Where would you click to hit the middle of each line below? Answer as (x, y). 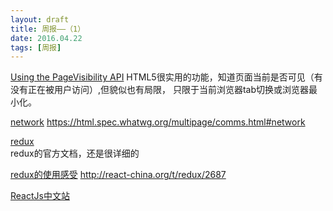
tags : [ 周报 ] (36, 47)
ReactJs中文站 (40, 196)
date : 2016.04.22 (46, 38)
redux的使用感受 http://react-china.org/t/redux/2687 (118, 175)
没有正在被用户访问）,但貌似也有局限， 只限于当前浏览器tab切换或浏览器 (160, 90)
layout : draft (40, 19)
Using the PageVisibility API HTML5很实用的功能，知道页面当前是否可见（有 (166, 77)
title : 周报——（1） (48, 29)
